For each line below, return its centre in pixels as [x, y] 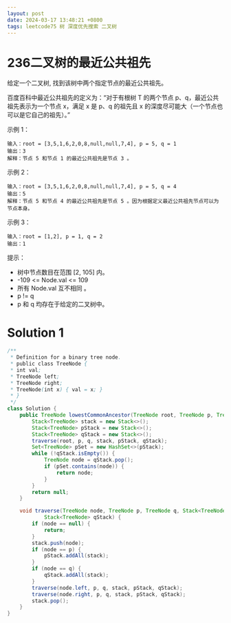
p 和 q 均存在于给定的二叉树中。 [63, 304]
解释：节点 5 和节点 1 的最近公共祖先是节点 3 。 [70, 159]
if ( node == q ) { [56, 569]
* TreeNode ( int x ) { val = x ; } [56, 389]
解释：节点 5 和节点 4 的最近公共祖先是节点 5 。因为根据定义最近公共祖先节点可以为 [113, 201]
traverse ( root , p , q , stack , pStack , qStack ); [100, 441]
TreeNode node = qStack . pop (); [89, 460]
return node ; [75, 473]
